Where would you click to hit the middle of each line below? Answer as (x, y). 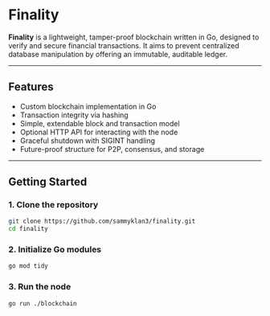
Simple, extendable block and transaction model (100, 123)
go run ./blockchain (43, 303)
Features (31, 87)
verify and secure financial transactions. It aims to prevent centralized (124, 45)
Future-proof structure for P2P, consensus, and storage (112, 149)
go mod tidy (28, 266)
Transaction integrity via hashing (74, 115)
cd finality (28, 229)
